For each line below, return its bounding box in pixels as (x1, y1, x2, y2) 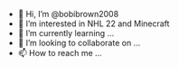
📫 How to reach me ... (17, 48, 102, 58)
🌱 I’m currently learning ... (17, 28, 115, 38)
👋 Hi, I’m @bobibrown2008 (17, 9, 119, 19)
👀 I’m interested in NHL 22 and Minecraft (17, 18, 170, 29)
